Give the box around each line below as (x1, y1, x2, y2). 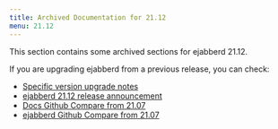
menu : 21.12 (9, 21, 54, 30)
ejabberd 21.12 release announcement (22, 90, 163, 101)
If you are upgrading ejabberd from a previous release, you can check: (9, 64, 270, 74)
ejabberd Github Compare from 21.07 (22, 109, 160, 120)
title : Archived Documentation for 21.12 (9, 13, 167, 22)
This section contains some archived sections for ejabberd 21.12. (9, 46, 248, 56)
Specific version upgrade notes (22, 81, 139, 91)
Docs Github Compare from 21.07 (22, 99, 146, 110)
